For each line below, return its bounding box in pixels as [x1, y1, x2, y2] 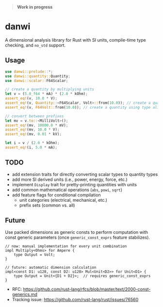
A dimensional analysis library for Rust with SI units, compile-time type [5, 37, 147, 43]
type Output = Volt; [14, 252, 55, 257]
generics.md [12, 291, 38, 297]
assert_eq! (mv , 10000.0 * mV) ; [5, 123, 68, 128]
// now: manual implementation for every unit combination [5, 243, 127, 249]
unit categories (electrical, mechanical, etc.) [19, 197, 108, 203]
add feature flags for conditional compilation [12, 192, 101, 198]
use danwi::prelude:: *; [5, 69, 53, 74]
